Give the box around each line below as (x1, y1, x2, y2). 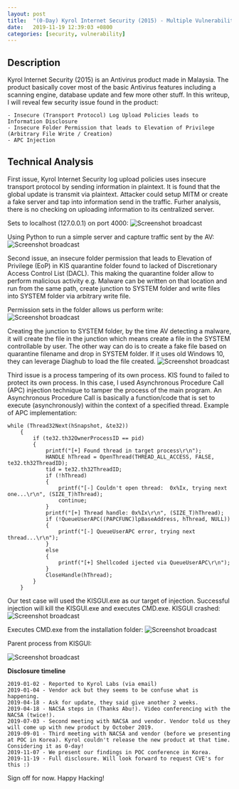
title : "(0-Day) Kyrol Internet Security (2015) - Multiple (7, 17, 193, 24)
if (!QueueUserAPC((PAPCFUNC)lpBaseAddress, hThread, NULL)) (45, 515, 231, 522)
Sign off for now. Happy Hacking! (7, 773, 105, 782)
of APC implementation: (7, 408, 77, 417)
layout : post (7, 10, 46, 18)
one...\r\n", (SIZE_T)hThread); (7, 490, 103, 498)
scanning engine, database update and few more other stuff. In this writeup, (7, 90, 230, 100)
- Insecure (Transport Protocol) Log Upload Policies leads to (7, 112, 199, 119)
